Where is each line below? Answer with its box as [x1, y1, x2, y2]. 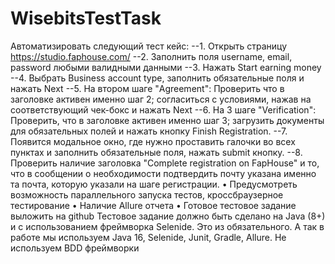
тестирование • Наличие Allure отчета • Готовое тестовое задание [10, 199, 297, 211]
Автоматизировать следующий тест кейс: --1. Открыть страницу [10, 40, 288, 52]
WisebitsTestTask [10, 7, 162, 30]
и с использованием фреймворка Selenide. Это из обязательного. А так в [10, 220, 325, 232]
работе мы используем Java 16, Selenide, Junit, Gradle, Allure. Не [10, 231, 287, 243]
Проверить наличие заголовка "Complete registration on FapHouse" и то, [10, 157, 320, 169]
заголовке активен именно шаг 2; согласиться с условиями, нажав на [10, 93, 312, 105]
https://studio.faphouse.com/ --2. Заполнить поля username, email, [10, 50, 293, 62]
